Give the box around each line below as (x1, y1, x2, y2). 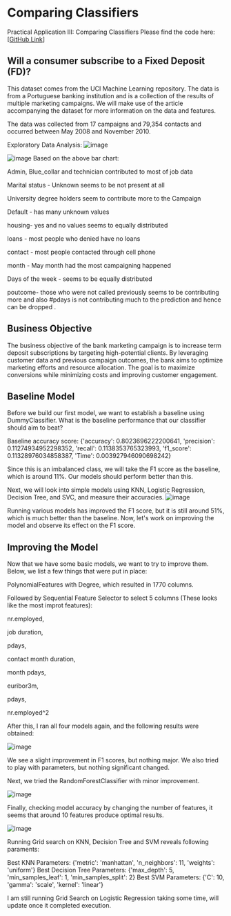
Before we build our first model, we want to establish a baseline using (7, 409, 205, 417)
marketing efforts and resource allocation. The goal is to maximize (7, 363, 195, 372)
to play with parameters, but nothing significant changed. (7, 763, 170, 772)
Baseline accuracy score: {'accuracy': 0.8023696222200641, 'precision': (7, 437, 215, 446)
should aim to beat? (7, 423, 63, 432)
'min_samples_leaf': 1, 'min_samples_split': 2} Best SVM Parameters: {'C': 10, (7, 873, 225, 881)
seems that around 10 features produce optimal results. (7, 811, 164, 819)
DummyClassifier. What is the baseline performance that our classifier (7, 416, 206, 425)
